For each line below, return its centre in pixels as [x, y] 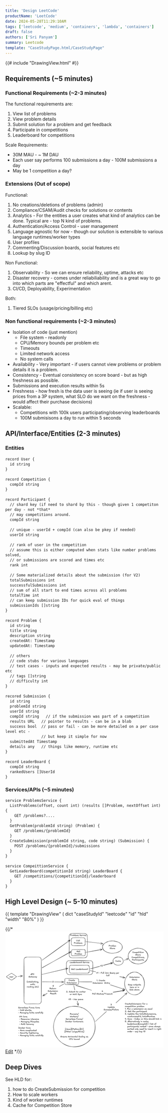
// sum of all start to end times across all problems [68, 590]
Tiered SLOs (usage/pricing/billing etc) [53, 308]
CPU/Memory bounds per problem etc [60, 343]
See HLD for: [19, 1079]
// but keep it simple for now [74, 736]
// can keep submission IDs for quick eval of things [67, 600]
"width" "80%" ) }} [25, 919]
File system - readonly [43, 337]
